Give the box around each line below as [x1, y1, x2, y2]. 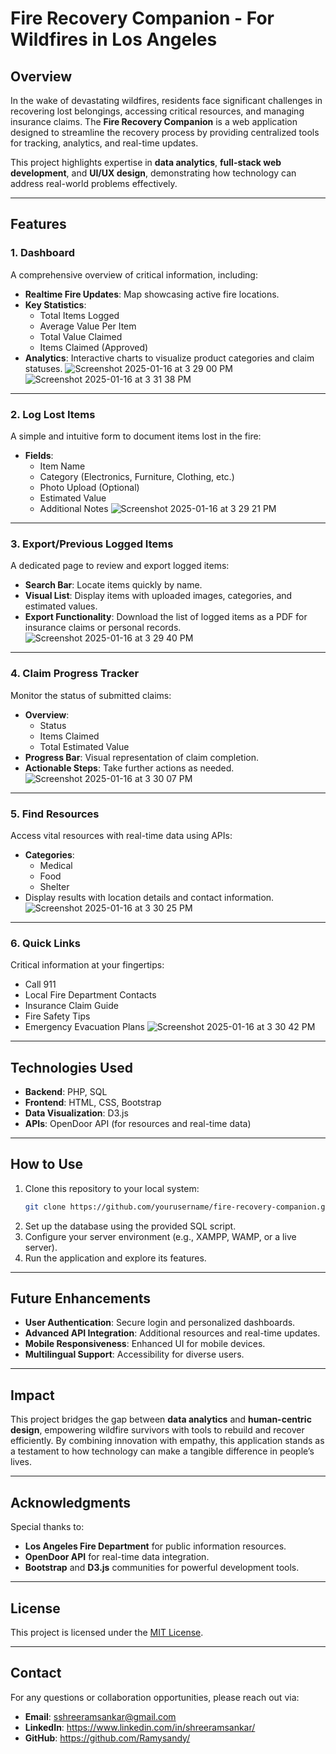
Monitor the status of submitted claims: [10, 689, 172, 701]
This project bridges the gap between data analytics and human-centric [10, 1413, 312, 1426]
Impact [10, 1387, 55, 1404]
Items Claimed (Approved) [39, 341, 149, 353]
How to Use [10, 1156, 84, 1173]
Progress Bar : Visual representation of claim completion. [24, 751, 260, 763]
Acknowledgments [10, 1494, 132, 1511]
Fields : [24, 449, 54, 461]
